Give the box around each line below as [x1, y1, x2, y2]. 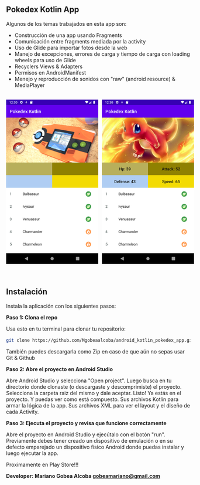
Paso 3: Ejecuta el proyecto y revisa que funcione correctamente [6, 419, 167, 426]
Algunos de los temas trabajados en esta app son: [6, 20, 127, 27]
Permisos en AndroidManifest [14, 69, 87, 76]
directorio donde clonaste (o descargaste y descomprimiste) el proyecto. [6, 383, 182, 390]
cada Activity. [6, 408, 39, 415]
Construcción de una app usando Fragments [14, 32, 122, 39]
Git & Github [6, 354, 35, 361]
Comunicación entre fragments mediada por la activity [14, 38, 146, 45]
